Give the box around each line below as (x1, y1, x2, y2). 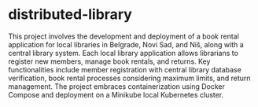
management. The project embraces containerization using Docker (8, 81, 226, 91)
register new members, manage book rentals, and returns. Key (8, 57, 211, 66)
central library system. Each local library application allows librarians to (8, 48, 238, 57)
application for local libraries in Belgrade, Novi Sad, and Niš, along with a (8, 39, 244, 49)
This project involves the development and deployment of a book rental (8, 31, 240, 41)
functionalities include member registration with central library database (8, 65, 241, 74)
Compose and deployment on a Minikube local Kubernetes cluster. (8, 90, 224, 99)
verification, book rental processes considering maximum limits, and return (8, 73, 251, 83)
